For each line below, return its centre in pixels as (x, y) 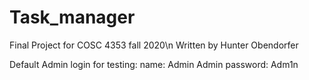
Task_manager (72, 17)
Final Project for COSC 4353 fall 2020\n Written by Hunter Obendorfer (154, 45)
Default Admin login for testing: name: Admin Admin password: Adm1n (154, 64)
